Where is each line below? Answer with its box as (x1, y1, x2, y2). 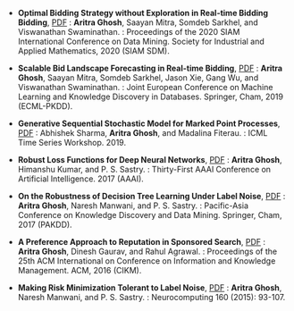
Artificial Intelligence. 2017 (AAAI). (17, 173, 145, 184)
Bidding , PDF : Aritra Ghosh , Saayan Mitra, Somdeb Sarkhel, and (17, 17, 259, 28)
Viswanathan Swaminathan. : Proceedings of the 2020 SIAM (17, 27, 240, 37)
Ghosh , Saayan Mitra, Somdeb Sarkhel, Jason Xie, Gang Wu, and (17, 72, 259, 83)
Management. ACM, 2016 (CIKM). (17, 265, 142, 275)
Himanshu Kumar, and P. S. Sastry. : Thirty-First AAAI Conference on (17, 164, 271, 174)
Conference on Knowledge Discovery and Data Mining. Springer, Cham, (17, 210, 282, 220)
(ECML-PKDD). (17, 101, 73, 111)
